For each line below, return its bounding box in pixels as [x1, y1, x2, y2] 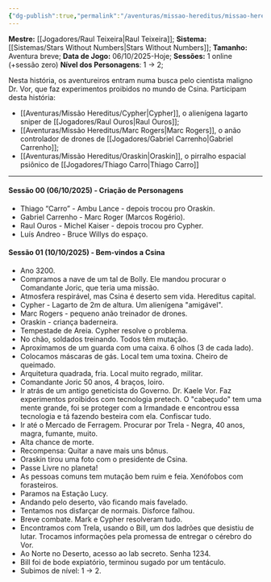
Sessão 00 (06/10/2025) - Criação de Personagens [8, 186, 184, 195]
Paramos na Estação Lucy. [19, 489, 109, 499]
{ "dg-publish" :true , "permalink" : [8, 11, 121, 20]
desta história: [8, 92, 56, 102]
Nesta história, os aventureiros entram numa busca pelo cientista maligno [8, 75, 253, 85]
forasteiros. [19, 480, 59, 490]
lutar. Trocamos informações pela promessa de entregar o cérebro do [19, 532, 252, 542]
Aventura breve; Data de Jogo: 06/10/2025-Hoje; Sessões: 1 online [8, 51, 232, 61]
